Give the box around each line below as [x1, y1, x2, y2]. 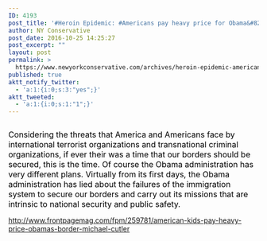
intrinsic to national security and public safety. [8, 199, 181, 210]
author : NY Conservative [8, 26, 91, 34]
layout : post [8, 49, 52, 56]
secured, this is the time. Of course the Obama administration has [8, 159, 254, 170]
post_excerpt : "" [8, 41, 66, 49]
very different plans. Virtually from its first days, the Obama [8, 169, 230, 180]
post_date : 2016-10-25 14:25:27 [8, 33, 115, 42]
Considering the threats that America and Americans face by [8, 129, 236, 140]
